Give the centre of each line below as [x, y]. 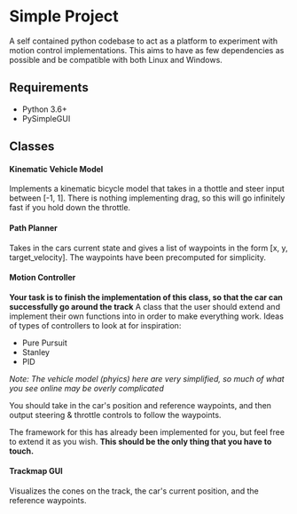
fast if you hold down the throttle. [70, 208]
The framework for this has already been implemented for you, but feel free [147, 431]
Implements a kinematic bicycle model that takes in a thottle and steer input [147, 189]
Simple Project [64, 16]
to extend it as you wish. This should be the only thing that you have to [141, 441]
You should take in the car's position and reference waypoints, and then [141, 405]
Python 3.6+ [45, 109]
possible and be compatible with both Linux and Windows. [116, 59]
